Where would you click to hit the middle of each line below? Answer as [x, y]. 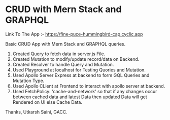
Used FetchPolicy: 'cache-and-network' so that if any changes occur [85, 91]
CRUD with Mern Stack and [63, 9]
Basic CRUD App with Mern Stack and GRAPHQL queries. [65, 44]
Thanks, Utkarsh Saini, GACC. [36, 112]
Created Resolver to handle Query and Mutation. [63, 64]
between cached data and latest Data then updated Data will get [80, 97]
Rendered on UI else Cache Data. [47, 102]
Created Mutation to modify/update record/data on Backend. [76, 59]
